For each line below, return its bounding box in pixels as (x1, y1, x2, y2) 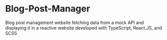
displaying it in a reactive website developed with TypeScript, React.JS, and (5, 24, 162, 30)
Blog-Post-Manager (5, 3, 91, 14)
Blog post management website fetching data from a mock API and (5, 19, 144, 25)
